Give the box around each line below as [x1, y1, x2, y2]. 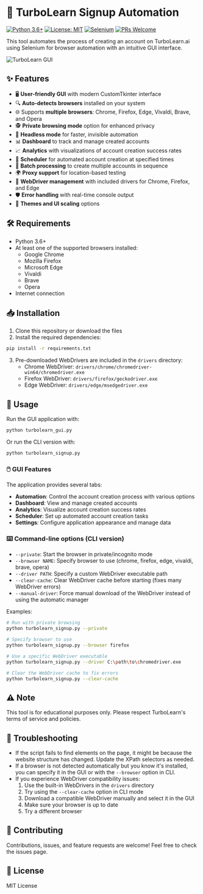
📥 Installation [6, 308, 60, 318]
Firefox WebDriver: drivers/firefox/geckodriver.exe [24, 375, 158, 383]
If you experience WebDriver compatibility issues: [15, 775, 140, 783]
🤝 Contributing [6, 825, 63, 836]
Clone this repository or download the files [15, 327, 123, 335]
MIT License [6, 882, 38, 889]
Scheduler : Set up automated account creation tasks [15, 513, 149, 520]
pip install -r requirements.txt [6, 345, 91, 352]
